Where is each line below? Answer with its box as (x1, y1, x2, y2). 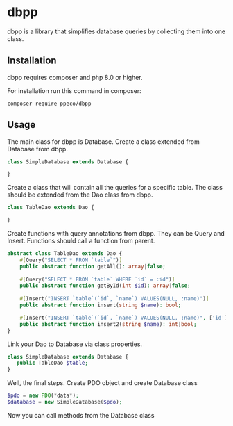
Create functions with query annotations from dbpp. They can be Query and (7, 229, 225, 238)
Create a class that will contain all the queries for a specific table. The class (7, 183, 223, 192)
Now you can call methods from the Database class (7, 411, 155, 419)
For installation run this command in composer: (7, 86, 142, 95)
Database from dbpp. (7, 145, 68, 153)
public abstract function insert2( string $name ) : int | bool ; (19, 320, 197, 327)
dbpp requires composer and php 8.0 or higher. (7, 73, 144, 81)
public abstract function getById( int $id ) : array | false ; (19, 282, 191, 289)
